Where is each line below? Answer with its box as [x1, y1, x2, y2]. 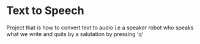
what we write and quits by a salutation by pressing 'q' [6, 30, 144, 37]
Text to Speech [6, 4, 84, 18]
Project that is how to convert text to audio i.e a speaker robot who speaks [6, 24, 194, 31]
